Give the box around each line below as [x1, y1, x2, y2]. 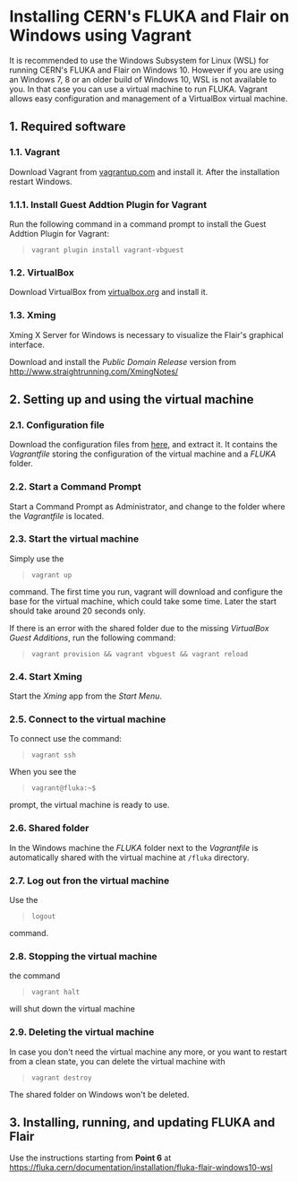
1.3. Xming [9, 309, 56, 322]
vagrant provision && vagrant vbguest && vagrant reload [30, 649, 249, 658]
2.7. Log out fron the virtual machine [9, 874, 170, 887]
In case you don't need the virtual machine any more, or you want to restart [9, 1046, 288, 1057]
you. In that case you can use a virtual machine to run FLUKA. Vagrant [9, 83, 268, 94]
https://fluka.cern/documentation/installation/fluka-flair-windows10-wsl [9, 1162, 273, 1173]
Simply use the [9, 553, 64, 564]
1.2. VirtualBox [9, 266, 74, 279]
